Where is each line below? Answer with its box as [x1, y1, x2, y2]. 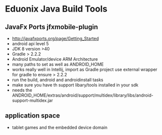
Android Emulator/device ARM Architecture [12, 56, 98, 62]
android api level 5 [12, 41, 49, 47]
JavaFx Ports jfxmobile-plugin [5, 23, 98, 31]
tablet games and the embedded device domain [12, 124, 108, 130]
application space [5, 112, 60, 120]
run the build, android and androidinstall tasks [12, 77, 103, 83]
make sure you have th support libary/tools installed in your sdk [12, 82, 139, 88]
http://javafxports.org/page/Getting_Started [12, 35, 99, 41]
